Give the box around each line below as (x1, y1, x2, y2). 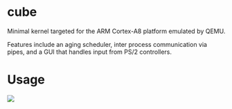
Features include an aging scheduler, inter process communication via (7, 40, 208, 48)
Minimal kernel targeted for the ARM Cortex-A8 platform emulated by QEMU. (7, 27, 226, 35)
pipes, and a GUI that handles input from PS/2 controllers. (7, 48, 172, 56)
